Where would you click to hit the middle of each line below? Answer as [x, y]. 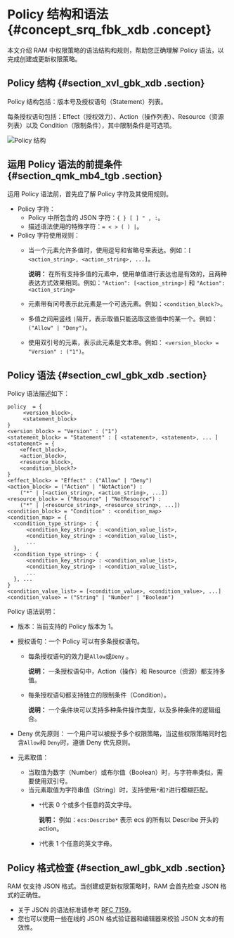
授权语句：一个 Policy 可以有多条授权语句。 [80, 641]
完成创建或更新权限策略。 [44, 59]
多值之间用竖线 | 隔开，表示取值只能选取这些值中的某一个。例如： [123, 319]
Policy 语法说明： [32, 612]
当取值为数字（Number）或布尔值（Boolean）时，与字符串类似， [122, 772]
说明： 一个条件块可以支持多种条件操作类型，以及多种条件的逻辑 [121, 710]
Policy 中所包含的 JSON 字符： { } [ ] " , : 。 [96, 217]
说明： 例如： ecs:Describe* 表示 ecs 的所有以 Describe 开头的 [129, 820]
